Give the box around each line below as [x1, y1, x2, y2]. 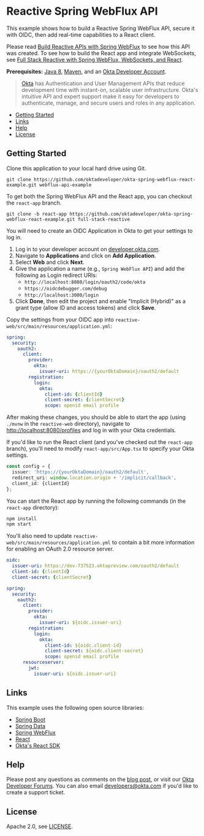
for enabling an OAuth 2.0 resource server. [6, 545, 115, 552]
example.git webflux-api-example [6, 182, 92, 188]
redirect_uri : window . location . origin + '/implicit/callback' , [12, 475, 176, 481]
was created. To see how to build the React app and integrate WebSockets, [6, 49, 196, 56]
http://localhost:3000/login [24, 292, 99, 298]
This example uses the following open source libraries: [6, 704, 144, 711]
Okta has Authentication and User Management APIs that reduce [21, 80, 185, 87]
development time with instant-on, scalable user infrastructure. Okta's [21, 86, 198, 93]
